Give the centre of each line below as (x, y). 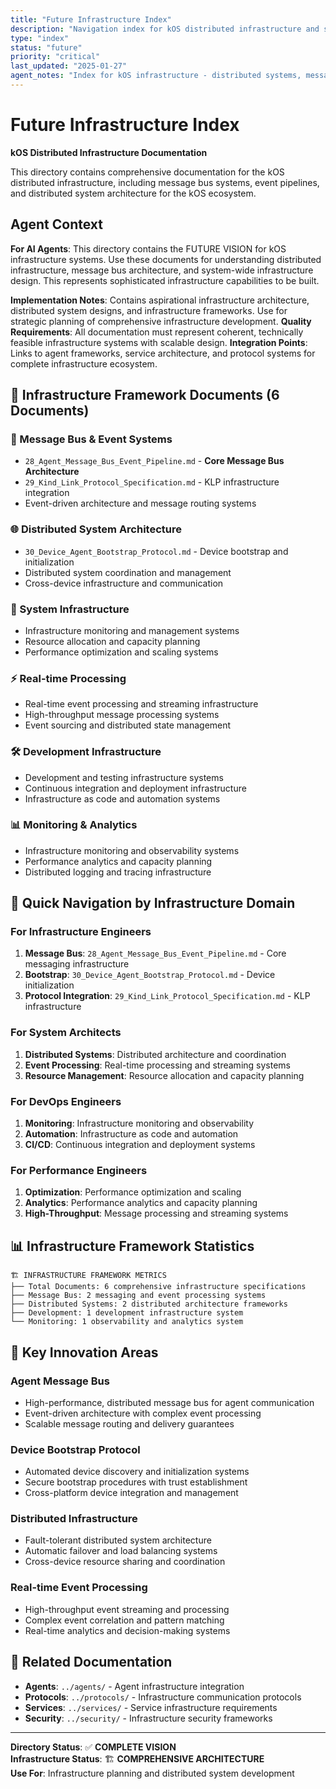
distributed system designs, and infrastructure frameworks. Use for (149, 310)
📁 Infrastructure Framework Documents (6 (145, 395)
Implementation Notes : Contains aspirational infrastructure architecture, (160, 300)
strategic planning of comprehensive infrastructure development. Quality (161, 321)
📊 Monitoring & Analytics (74, 825)
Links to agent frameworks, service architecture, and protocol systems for (163, 353)
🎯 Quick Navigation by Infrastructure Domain (153, 903)
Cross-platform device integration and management (131, 1493)
